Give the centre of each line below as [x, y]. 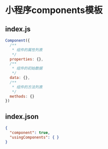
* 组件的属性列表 [27, 50]
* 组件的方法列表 [27, 87]
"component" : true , [30, 132]
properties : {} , [26, 59]
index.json [22, 116]
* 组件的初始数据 [27, 68]
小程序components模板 [54, 10]
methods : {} [22, 96]
